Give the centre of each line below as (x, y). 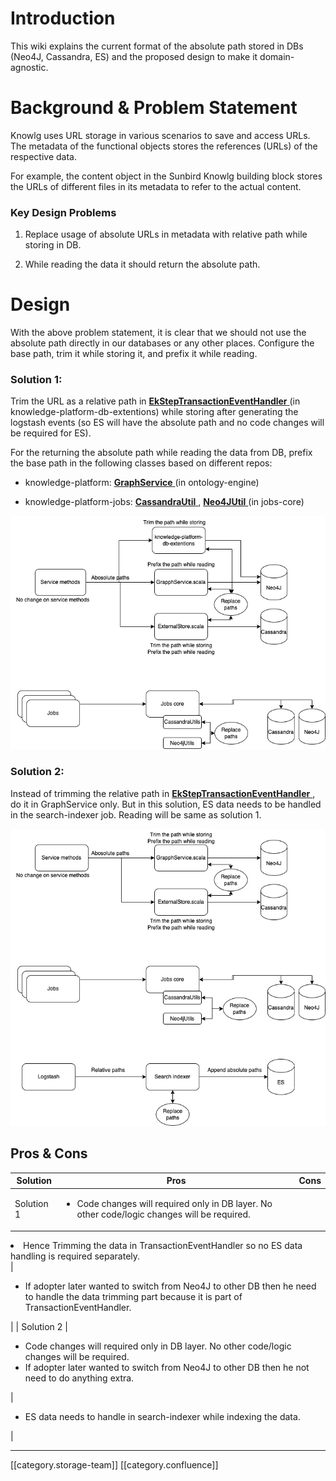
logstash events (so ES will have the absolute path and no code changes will (167, 423)
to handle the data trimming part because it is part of (133, 1296)
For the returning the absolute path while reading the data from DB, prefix (161, 453)
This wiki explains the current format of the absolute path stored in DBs (157, 46)
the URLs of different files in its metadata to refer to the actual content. (156, 186)
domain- (277, 56)
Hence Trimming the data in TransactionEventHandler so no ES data (163, 1245)
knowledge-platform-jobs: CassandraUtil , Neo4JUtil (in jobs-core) (164, 502)
